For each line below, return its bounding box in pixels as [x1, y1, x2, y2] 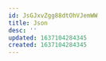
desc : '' [8, 26, 37, 34]
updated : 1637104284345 [8, 33, 88, 42]
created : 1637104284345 [8, 41, 88, 49]
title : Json [8, 19, 48, 27]
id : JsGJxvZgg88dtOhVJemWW [8, 11, 98, 20]
